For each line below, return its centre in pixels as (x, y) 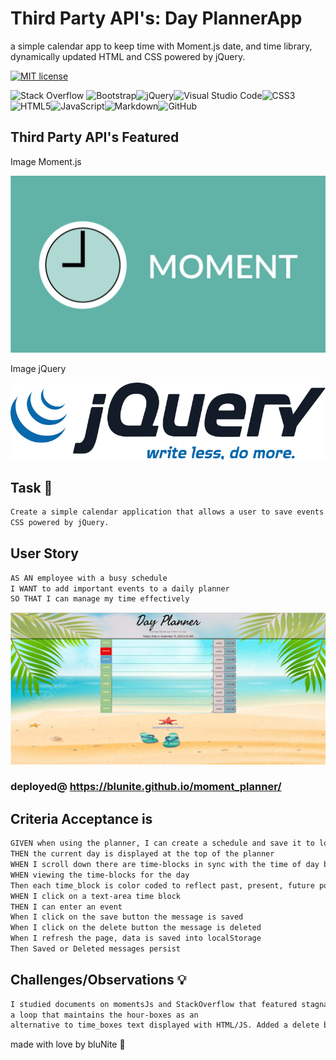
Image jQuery (38, 369)
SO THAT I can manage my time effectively (100, 599)
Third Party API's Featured (95, 137)
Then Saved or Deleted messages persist (96, 949)
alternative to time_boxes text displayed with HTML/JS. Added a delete (165, 1025)
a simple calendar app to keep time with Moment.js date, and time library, (161, 46)
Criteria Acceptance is (81, 818)
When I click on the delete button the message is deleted (136, 928)
